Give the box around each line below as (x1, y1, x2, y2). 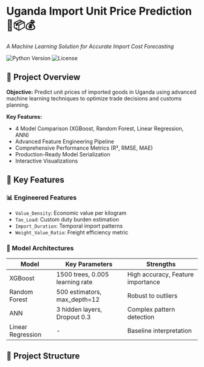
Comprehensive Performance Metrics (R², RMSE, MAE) (15, 144, 153, 152)
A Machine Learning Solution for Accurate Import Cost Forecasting (6, 43, 174, 50)
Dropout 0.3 (56, 312, 91, 321)
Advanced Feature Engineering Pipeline (15, 138, 114, 145)
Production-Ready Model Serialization (15, 150, 110, 158)
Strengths (146, 260, 176, 268)
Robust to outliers (127, 291, 178, 299)
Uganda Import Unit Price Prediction (6, 4, 192, 18)
